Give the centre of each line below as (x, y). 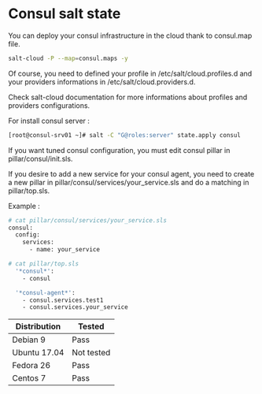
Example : (24, 206)
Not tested (91, 353)
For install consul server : (49, 121)
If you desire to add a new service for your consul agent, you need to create (131, 173)
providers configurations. (49, 105)
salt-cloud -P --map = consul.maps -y (68, 58)
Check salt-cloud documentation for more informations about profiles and (128, 97)
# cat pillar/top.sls (44, 264)
